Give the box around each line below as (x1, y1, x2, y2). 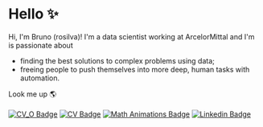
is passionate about (8, 40, 74, 50)
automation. (19, 73, 60, 83)
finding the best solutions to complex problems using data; (19, 55, 215, 65)
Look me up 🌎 (8, 89, 57, 99)
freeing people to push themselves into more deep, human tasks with (19, 64, 250, 74)
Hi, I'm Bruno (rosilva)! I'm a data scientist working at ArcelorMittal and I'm (8, 31, 255, 41)
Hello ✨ (8, 5, 59, 23)
